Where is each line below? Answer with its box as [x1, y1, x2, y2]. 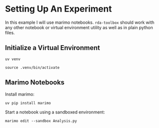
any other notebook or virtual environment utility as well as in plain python [5, 24, 153, 30]
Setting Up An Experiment [5, 3, 112, 15]
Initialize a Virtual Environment [5, 44, 101, 52]
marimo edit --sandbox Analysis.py [5, 118, 77, 123]
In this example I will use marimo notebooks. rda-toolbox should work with [5, 19, 155, 25]
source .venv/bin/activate [5, 65, 60, 70]
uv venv [5, 57, 21, 62]
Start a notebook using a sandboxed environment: [5, 109, 106, 115]
